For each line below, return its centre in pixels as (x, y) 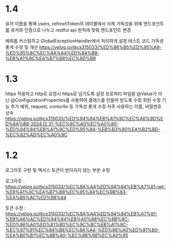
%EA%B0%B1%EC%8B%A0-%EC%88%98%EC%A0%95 (67, 235)
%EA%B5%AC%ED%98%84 (36, 197)
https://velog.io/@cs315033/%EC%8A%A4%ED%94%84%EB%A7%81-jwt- (86, 186)
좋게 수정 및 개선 (22, 47)
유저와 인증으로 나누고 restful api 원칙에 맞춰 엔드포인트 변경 (71, 30)
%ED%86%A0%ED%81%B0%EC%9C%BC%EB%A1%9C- (67, 224)
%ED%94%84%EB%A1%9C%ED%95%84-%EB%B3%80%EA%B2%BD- (83, 129)
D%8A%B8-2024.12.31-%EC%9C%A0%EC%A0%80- (62, 124)
